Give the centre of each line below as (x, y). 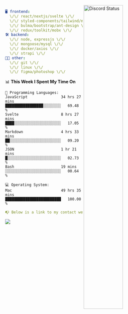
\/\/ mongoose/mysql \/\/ (37, 44)
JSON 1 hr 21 (41, 150)
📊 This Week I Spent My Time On (40, 82)
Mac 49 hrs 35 (43, 191)
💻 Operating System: (27, 185)
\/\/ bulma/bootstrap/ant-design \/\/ (50, 25)
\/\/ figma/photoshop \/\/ (38, 72)
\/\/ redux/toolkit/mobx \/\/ (41, 30)
